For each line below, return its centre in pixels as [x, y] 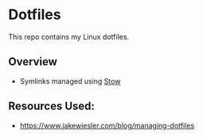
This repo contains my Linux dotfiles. [69, 37]
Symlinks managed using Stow [70, 81]
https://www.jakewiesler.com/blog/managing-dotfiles [107, 125]
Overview [33, 62]
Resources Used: [52, 106]
